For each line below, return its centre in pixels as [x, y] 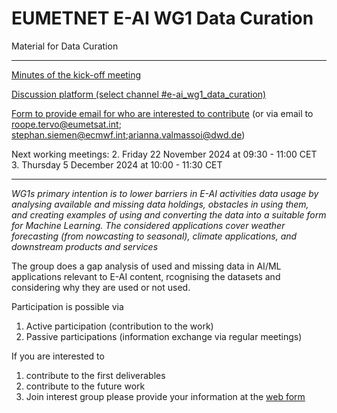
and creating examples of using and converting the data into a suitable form [169, 214]
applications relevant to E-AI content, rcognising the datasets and [146, 276]
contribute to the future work [85, 386]
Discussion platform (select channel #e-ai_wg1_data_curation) [139, 94]
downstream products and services [85, 246]
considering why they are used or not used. [101, 287]
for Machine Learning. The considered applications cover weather [148, 225]
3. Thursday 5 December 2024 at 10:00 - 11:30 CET [117, 164]
